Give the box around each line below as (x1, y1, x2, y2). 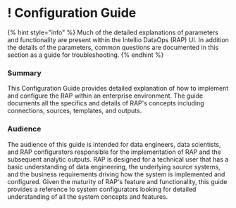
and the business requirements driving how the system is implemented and (7, 170, 225, 178)
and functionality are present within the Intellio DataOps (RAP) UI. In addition (7, 35, 229, 44)
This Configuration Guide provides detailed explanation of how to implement (7, 84, 229, 93)
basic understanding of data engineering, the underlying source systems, (7, 162, 221, 171)
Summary (7, 68, 42, 78)
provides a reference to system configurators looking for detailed (7, 185, 197, 193)
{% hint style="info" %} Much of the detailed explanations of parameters (7, 28, 218, 37)
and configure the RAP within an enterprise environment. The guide (7, 91, 203, 100)
